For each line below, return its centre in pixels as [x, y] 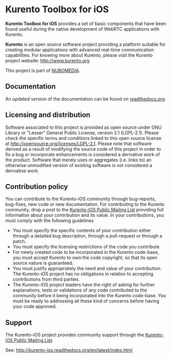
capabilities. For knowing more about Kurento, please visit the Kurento [79, 55]
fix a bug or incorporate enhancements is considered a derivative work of [83, 154]
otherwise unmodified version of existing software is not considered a [79, 165]
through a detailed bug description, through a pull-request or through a [87, 236]
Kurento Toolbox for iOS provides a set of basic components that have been [86, 23]
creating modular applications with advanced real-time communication [80, 50]
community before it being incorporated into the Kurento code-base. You [89, 296]
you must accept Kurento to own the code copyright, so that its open [85, 258]
